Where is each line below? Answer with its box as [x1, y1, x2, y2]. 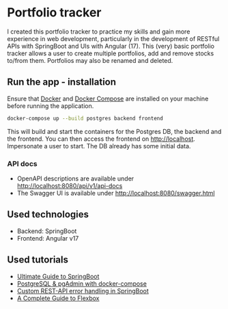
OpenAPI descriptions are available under [16, 174, 134, 183]
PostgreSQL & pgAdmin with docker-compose [16, 279, 147, 288]
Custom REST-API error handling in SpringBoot [16, 286, 149, 295]
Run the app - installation [7, 77, 117, 88]
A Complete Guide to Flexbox [16, 294, 100, 302]
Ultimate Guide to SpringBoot [16, 272, 100, 280]
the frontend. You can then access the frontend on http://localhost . [7, 135, 196, 143]
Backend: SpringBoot [16, 227, 77, 235]
